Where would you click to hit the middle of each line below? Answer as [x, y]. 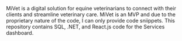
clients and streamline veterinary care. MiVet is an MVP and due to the [91, 14]
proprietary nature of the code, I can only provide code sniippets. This [91, 20]
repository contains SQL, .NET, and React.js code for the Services [85, 27]
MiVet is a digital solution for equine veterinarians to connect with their [91, 8]
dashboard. [20, 33]
